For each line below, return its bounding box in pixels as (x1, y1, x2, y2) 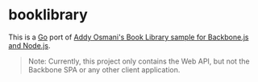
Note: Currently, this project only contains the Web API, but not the (27, 56, 250, 66)
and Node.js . (8, 40, 51, 50)
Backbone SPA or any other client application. (27, 64, 181, 74)
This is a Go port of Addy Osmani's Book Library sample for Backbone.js (8, 32, 249, 42)
